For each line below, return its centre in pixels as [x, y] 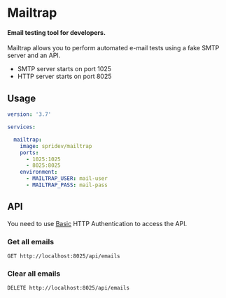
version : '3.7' [29, 114]
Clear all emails [34, 274]
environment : [39, 172]
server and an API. [34, 55]
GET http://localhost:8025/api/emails [64, 256]
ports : [29, 152]
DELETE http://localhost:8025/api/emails [69, 288]
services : [22, 127]
